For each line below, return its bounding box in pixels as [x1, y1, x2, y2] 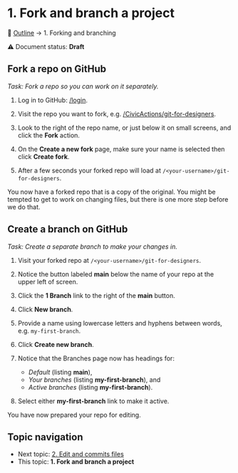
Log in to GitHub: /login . [17, 95, 88, 104]
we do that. [7, 202, 41, 211]
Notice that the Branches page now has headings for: [17, 354, 175, 363]
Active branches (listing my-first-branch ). [28, 383, 153, 391]
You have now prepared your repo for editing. [7, 410, 141, 419]
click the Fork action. [17, 130, 81, 140]
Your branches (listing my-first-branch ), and [28, 375, 161, 384]
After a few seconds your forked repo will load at [17, 166, 162, 175]
